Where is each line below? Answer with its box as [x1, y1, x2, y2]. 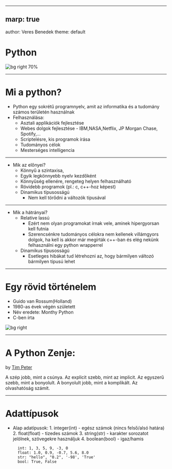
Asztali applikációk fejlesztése [20, 120, 84, 126]
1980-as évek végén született [12, 303, 75, 309]
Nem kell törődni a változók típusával [28, 194, 106, 201]
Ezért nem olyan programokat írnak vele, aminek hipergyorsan [28, 220, 160, 226]
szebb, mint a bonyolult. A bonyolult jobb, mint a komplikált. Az [5, 379, 138, 385]
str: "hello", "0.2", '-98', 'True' [17, 455, 96, 460]
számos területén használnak [12, 109, 75, 115]
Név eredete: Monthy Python [12, 309, 74, 315]
